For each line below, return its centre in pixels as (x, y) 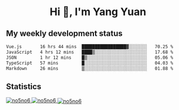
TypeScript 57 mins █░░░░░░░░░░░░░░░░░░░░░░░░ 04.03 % (90, 63)
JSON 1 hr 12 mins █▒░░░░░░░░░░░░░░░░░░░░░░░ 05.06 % (90, 58)
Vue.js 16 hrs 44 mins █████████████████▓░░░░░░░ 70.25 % (90, 47)
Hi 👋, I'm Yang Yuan (98, 12)
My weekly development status (64, 33)
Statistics (24, 86)
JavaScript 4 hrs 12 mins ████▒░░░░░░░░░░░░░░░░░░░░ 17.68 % (90, 52)
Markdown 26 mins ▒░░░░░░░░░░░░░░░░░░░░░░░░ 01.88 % (90, 68)
